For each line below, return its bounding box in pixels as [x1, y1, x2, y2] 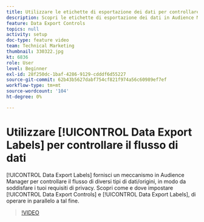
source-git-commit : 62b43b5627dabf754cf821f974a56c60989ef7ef [6, 77, 167, 83]
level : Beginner [6, 65, 47, 72]
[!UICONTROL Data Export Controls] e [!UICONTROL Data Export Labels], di [6, 190, 196, 198]
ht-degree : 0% [6, 94, 42, 100]
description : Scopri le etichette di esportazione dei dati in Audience [6, 15, 194, 21]
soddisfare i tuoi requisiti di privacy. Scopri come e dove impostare [6, 184, 174, 192]
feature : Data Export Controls [6, 20, 86, 26]
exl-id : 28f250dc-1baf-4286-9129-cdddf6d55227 [6, 71, 126, 77]
